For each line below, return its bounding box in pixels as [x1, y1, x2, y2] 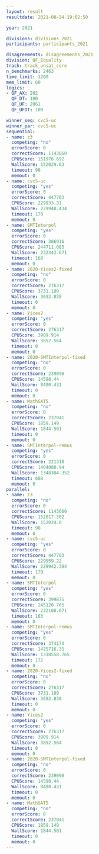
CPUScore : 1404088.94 [11, 464, 65, 470]
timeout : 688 [11, 475, 44, 481]
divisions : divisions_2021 [6, 36, 72, 41]
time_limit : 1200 [6, 73, 49, 80]
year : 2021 [6, 25, 33, 31]
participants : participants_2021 [6, 41, 88, 47]
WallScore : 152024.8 [11, 519, 62, 525]
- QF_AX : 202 [6, 90, 38, 97]
